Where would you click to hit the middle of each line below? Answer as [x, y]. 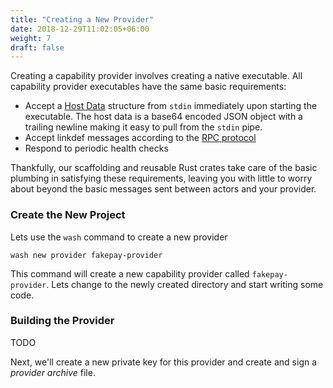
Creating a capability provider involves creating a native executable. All [156, 76]
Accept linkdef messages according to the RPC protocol [140, 138]
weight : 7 [31, 38]
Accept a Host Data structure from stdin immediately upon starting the [171, 106]
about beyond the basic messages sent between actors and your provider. [163, 189]
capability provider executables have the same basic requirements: [148, 87]
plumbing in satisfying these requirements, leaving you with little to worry [161, 178]
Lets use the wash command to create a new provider [119, 237]
